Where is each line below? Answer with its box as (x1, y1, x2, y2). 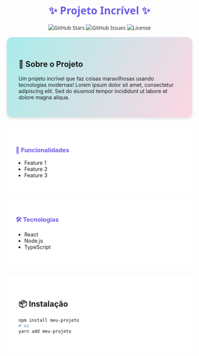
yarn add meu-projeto (18, 328, 72, 334)
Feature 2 (24, 165, 48, 173)
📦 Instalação (18, 299, 68, 309)
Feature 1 (24, 159, 47, 167)
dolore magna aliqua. (18, 94, 70, 101)
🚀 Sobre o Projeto (18, 59, 84, 69)
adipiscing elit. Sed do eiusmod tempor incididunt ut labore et (18, 87, 168, 94)
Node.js (24, 237, 44, 244)
